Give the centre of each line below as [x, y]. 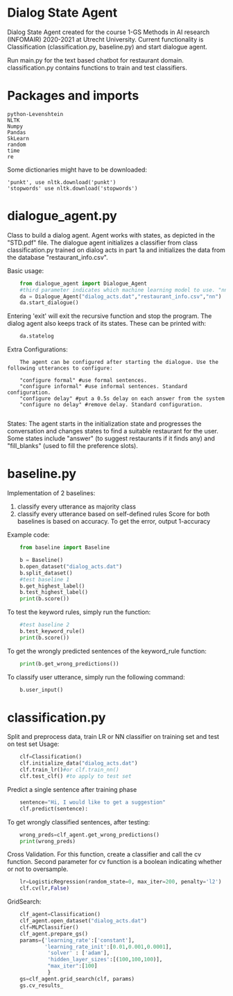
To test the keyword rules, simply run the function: [79, 612]
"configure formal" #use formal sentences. [84, 381]
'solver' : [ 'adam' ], [79, 953]
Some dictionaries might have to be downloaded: [77, 169]
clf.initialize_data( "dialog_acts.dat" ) [79, 763]
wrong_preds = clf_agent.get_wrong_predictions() [89, 835]
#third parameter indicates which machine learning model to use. [118, 290]
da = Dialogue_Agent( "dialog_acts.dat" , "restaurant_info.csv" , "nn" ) [121, 297]
